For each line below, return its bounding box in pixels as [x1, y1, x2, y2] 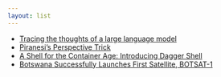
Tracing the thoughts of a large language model [18, 34, 178, 43]
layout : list [7, 11, 51, 20]
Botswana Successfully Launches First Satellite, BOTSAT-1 [18, 59, 214, 69]
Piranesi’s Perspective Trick [18, 42, 112, 52]
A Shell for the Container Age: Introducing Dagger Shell [18, 51, 203, 60]
